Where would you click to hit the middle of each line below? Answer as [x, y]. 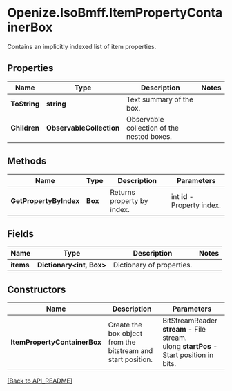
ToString [25, 104]
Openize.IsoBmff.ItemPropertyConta [115, 13]
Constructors [37, 289]
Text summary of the [160, 99]
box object [125, 334]
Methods [27, 161]
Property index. [196, 205]
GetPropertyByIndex [45, 200]
